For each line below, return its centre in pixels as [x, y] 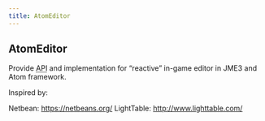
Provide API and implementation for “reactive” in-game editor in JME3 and [133, 68]
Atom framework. [37, 77]
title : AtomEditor [39, 16]
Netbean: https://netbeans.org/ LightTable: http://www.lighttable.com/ [126, 108]
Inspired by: [28, 93]
